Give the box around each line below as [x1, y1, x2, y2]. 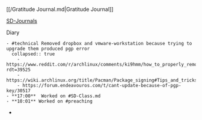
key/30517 [6, 88, 31, 94]
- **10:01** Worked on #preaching [6, 98, 93, 104]
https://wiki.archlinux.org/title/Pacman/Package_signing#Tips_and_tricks [6, 77, 198, 83]
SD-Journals [6, 17, 37, 24]
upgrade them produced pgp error [6, 46, 90, 52]
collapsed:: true [11, 51, 55, 57]
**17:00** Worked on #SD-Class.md [11, 93, 101, 99]
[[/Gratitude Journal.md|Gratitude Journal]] [6, 6, 114, 13]
